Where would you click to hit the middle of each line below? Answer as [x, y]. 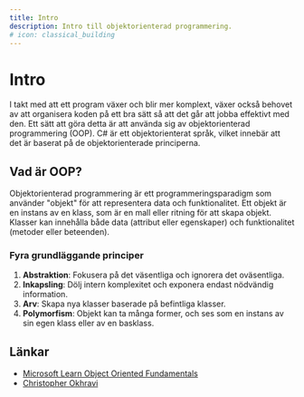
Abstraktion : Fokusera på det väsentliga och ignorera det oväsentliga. [153, 275]
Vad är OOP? [46, 172]
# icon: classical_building [62, 34]
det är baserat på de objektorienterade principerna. [105, 143]
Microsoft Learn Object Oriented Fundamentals [110, 373]
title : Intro [34, 18]
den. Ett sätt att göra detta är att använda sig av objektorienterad [130, 124]
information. [45, 295]
